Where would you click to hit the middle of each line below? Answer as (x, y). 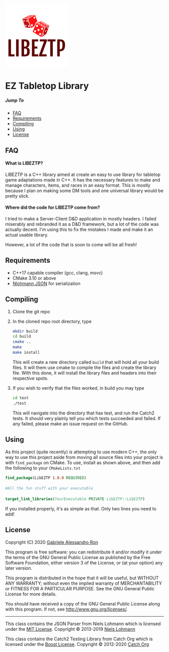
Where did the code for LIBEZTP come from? (53, 207)
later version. (19, 568)
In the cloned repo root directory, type (52, 321)
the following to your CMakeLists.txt (43, 468)
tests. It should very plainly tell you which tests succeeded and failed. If (87, 418)
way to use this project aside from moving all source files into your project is (84, 457)
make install (26, 353)
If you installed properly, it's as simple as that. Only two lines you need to (81, 508)
